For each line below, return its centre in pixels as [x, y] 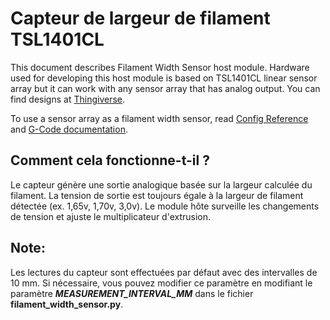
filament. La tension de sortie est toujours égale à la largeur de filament [157, 195]
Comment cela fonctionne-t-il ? [110, 160]
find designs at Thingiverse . [68, 99]
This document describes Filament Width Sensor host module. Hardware [160, 67]
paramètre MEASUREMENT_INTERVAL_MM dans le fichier [132, 293]
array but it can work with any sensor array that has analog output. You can [165, 88]
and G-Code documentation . [69, 129]
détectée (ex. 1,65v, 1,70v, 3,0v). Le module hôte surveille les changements [165, 206]
